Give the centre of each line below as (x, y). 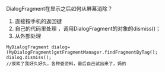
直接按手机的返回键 (38, 21)
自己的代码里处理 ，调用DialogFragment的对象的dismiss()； (88, 29)
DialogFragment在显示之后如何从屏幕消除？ (59, 9)
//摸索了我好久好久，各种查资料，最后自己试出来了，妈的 (66, 64)
